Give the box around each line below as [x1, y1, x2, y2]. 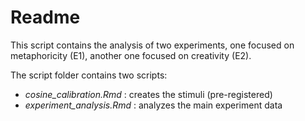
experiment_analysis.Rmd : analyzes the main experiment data [24, 99, 283, 111]
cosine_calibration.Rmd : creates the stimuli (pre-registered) [24, 88, 273, 100]
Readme [10, 6, 81, 29]
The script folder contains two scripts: [10, 69, 168, 81]
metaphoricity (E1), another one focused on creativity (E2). [10, 49, 252, 61]
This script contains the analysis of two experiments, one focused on [10, 39, 295, 51]
